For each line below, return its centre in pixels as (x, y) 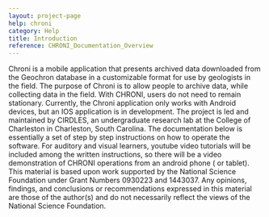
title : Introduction (43, 38)
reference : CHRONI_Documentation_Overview (81, 46)
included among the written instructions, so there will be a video (115, 155)
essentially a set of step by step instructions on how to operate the (119, 137)
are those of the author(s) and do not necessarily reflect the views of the (129, 198)
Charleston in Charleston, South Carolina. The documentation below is (126, 129)
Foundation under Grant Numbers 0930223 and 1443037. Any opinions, (128, 180)
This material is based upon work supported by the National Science (122, 172)
